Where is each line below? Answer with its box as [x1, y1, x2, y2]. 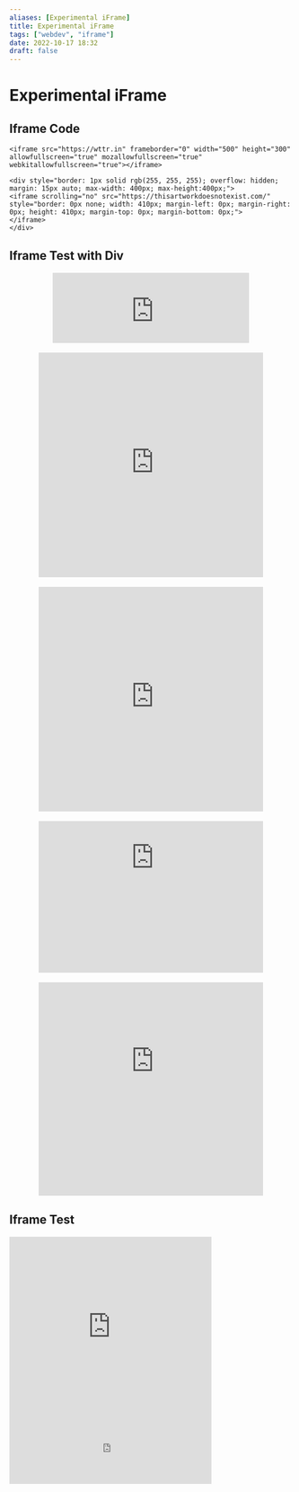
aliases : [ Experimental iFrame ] [9, 13, 130, 22]
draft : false [9, 47, 58, 56]
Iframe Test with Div [9, 248, 124, 263]
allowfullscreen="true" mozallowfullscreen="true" [9, 153, 203, 162]
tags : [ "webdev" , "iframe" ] [9, 30, 115, 39]
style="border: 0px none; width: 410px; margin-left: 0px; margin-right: [9, 200, 292, 209]
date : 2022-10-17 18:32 [9, 38, 99, 48]
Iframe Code [9, 120, 81, 136]
